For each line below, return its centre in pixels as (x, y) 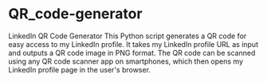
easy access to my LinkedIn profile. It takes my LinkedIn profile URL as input (133, 44)
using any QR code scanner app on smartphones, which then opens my (126, 61)
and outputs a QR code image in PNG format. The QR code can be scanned (132, 53)
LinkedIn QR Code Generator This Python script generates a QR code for (128, 36)
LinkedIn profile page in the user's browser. (80, 69)
